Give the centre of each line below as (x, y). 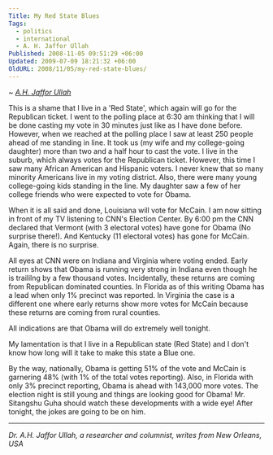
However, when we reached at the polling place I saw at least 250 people (131, 133)
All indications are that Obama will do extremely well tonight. (110, 328)
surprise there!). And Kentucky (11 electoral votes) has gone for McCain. (129, 236)
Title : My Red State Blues (54, 16)
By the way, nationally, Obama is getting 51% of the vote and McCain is (127, 368)
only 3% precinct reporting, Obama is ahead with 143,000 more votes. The (133, 385)
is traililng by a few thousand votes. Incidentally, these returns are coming (132, 278)
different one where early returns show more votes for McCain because (128, 304)
